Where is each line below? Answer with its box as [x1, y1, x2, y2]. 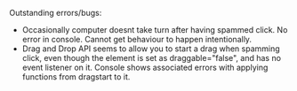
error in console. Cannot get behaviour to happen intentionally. [21, 34, 252, 44]
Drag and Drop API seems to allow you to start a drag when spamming [21, 43, 280, 54]
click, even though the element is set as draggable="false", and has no [21, 53, 282, 63]
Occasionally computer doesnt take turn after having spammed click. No [21, 25, 288, 34]
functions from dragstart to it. [21, 72, 131, 82]
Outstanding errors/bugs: [9, 8, 102, 18]
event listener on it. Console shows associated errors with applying [21, 62, 269, 72]
